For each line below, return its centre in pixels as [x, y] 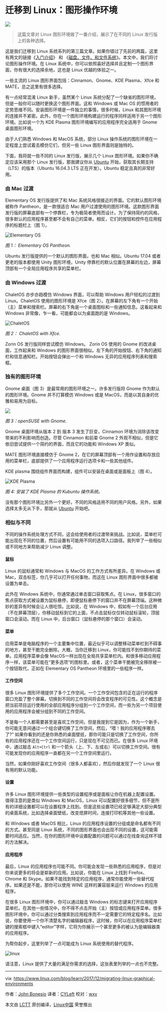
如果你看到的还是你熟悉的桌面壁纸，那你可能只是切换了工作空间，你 [84, 734]
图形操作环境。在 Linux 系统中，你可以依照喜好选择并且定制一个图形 [79, 63]
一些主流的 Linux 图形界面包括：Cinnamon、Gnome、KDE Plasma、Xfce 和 [82, 80]
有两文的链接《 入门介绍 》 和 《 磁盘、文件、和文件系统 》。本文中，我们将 [79, 57]
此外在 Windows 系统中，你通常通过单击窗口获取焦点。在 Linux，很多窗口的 [83, 594]
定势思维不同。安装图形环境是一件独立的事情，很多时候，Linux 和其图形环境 [83, 110]
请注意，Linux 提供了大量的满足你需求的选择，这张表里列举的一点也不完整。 [83, 964]
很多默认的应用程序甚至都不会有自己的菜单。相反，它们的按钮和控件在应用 [81, 219]
